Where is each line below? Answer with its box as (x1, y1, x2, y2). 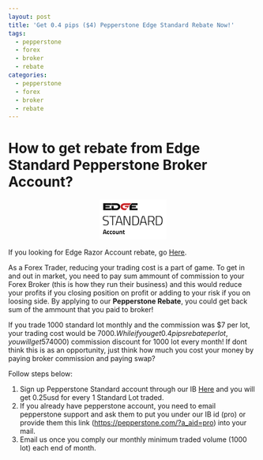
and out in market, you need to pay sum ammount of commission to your (8, 271, 245, 281)
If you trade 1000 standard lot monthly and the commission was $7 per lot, (8, 320, 250, 330)
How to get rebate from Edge (8, 139, 201, 157)
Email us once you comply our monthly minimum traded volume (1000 (19, 435, 247, 444)
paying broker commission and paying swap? (8, 354, 156, 364)
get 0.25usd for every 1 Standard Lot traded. (19, 393, 164, 402)
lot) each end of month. (19, 443, 96, 453)
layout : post (8, 13, 51, 21)
